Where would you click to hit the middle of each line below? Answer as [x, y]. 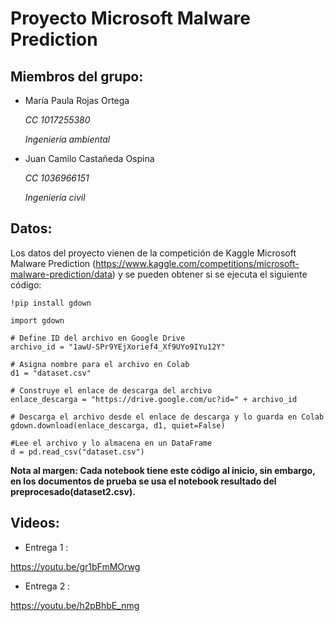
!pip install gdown [51, 303]
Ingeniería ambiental [67, 139]
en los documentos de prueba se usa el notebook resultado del [143, 481]
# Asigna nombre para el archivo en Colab [100, 364]
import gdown [37, 320]
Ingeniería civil [55, 197]
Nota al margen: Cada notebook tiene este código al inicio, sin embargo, [163, 470]
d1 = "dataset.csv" [51, 373]
